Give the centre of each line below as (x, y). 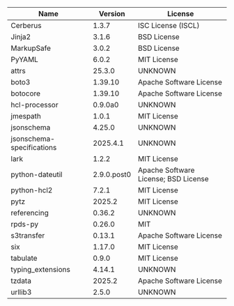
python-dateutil (37, 175)
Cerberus (26, 25)
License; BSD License (173, 179)
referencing (30, 213)
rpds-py (25, 224)
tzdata (21, 281)
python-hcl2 (32, 190)
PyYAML (24, 60)
